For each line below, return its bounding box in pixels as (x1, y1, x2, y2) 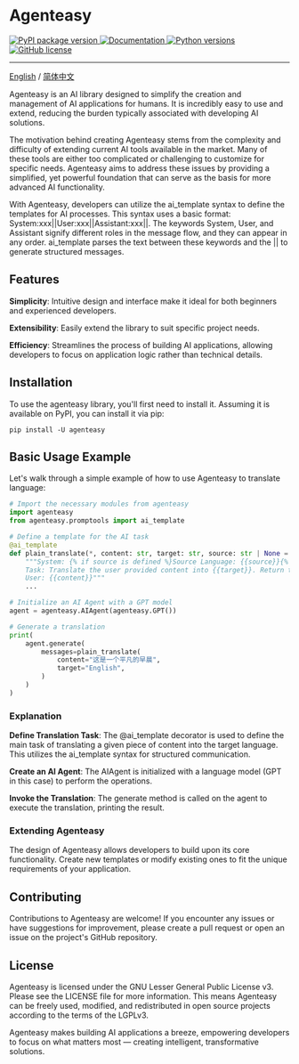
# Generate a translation (9, 622, 105, 631)
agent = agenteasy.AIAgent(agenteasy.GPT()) (9, 606, 177, 615)
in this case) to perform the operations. (9, 776, 153, 786)
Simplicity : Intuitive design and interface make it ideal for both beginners (9, 296, 278, 306)
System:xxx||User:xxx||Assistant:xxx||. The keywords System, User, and (9, 217, 274, 228)
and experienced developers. (9, 305, 117, 316)
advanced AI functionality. (9, 182, 105, 192)
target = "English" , (56, 664, 125, 673)
